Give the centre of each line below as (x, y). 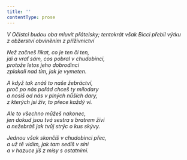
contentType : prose (31, 17)
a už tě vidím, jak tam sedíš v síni (48, 144)
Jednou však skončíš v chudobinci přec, (57, 137)
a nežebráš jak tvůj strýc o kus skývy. (54, 126)
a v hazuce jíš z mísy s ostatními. (48, 150)
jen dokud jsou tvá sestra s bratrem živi (56, 119)
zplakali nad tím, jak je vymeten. (47, 71)
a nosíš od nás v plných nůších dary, (52, 96)
